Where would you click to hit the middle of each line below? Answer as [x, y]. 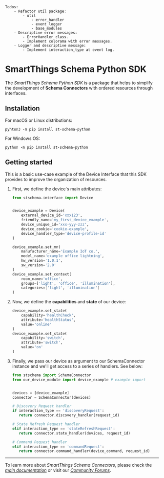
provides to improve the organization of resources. [56, 179]
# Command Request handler [40, 442]
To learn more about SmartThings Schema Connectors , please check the [79, 465]
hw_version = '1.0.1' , [42, 261]
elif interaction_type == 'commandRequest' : [58, 447]
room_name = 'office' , [42, 279]
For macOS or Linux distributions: [39, 120]
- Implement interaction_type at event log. [69, 50]
